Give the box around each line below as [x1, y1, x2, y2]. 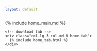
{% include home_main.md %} [5, 20, 66, 26]
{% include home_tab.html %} [9, 38, 68, 42]
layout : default [5, 7, 38, 12]
